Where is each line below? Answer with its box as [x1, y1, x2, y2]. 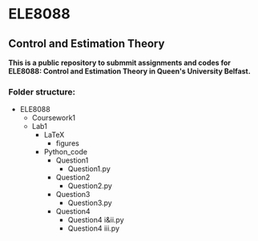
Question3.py [67, 198, 112, 208]
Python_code [43, 147, 88, 157]
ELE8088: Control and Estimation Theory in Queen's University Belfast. [8, 66, 251, 76]
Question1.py [67, 164, 111, 174]
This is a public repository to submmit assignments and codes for [8, 58, 231, 67]
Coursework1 [31, 113, 76, 123]
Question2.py [67, 181, 112, 191]
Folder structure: [8, 86, 76, 97]
